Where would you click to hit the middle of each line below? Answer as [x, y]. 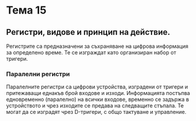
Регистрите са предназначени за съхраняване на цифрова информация [97, 46]
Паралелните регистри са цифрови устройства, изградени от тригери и [97, 87]
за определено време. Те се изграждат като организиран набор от [91, 53]
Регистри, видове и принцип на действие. [88, 32]
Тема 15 [26, 10]
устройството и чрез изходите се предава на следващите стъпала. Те [95, 106]
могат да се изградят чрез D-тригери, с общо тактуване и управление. [96, 112]
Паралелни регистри [38, 74]
